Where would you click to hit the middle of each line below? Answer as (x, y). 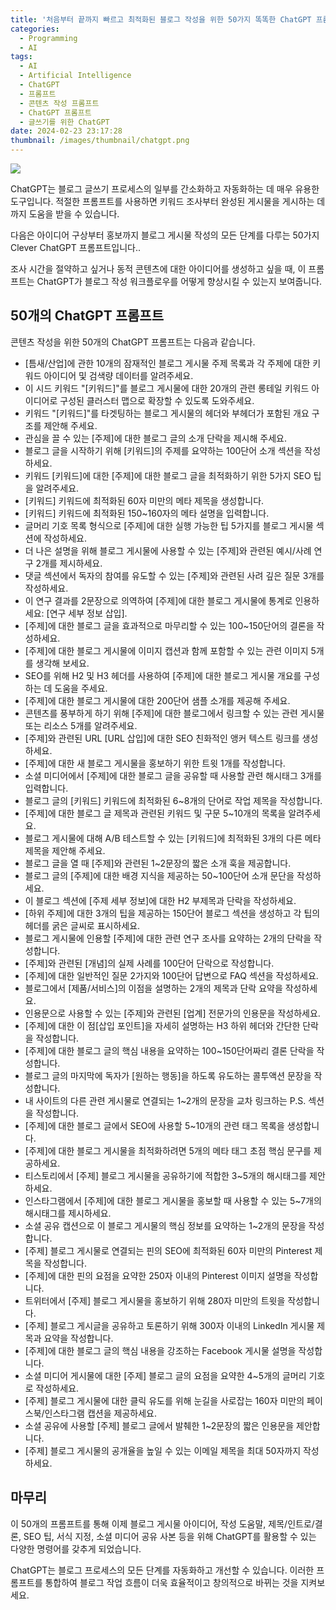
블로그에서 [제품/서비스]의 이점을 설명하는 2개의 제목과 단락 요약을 (153, 988)
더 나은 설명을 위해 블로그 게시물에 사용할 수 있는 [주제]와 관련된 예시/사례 (168, 550)
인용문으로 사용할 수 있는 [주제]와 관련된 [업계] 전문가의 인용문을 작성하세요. (172, 1013)
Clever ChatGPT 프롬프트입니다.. (76, 247)
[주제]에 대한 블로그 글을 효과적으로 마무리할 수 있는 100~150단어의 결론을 (169, 625)
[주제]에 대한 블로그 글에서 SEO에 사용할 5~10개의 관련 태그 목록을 (154, 1125)
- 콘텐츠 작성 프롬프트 (59, 103)
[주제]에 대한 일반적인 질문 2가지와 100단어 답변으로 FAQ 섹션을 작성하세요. (171, 975)
